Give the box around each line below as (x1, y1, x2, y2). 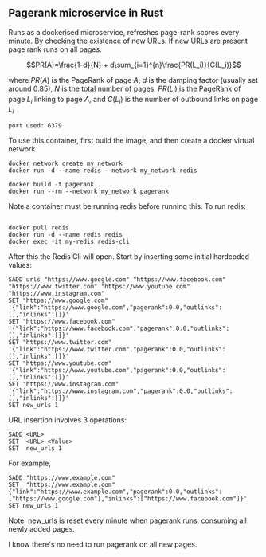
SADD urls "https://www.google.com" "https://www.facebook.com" (8, 276, 226, 284)
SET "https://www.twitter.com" (8, 339, 112, 347)
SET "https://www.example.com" (8, 481, 115, 489)
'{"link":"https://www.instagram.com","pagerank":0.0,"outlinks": (8, 387, 233, 395)
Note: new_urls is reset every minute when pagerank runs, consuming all (8, 516, 247, 525)
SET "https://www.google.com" (8, 296, 109, 305)
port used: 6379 (8, 122, 62, 130)
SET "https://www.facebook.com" (8, 318, 115, 326)
